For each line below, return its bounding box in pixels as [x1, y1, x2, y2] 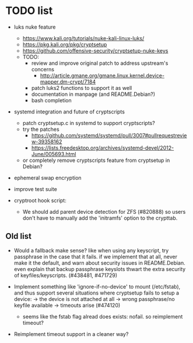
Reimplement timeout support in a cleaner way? [13, 330, 129, 337]
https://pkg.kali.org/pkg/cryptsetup [22, 41, 107, 48]
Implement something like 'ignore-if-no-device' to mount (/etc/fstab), [13, 283, 181, 290]
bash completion [31, 96, 72, 103]
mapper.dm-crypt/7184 [40, 78, 96, 85]
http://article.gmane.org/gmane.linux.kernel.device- [40, 72, 164, 79]
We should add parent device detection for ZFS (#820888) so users [22, 208, 186, 215]
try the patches [22, 126, 59, 133]
